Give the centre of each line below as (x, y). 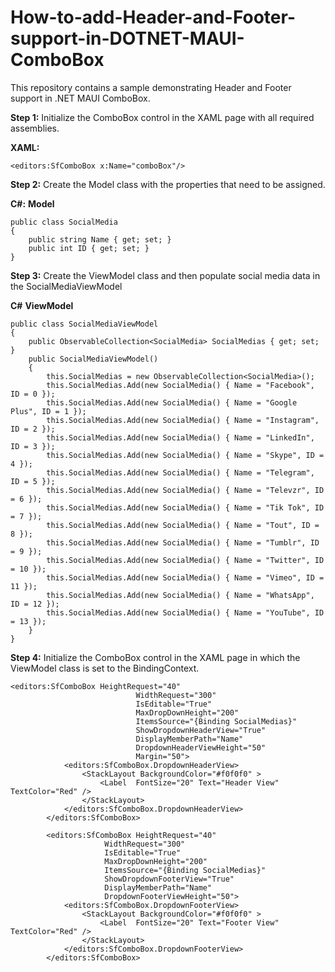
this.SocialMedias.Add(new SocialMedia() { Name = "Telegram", (180, 472)
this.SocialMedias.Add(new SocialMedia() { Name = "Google (172, 402)
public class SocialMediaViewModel (84, 324)
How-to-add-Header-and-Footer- (153, 17)
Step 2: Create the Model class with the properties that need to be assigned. (168, 184)
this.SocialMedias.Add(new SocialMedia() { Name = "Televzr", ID (185, 490)
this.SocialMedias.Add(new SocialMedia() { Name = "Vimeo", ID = (185, 577)
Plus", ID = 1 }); (48, 411)
